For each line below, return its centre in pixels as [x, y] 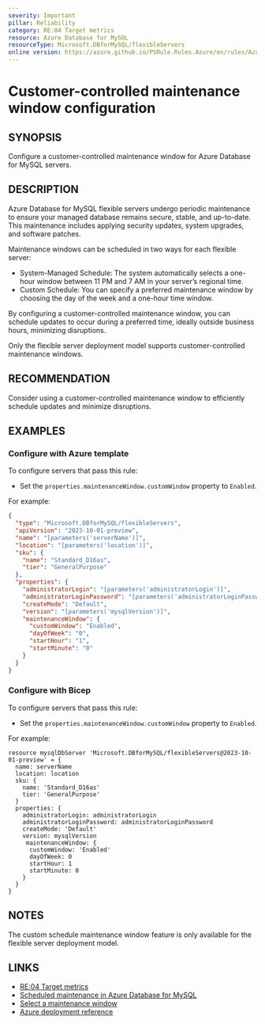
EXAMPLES [37, 431]
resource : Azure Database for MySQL [68, 38]
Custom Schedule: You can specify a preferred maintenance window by [136, 289]
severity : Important [42, 15]
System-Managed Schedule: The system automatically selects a [124, 273]
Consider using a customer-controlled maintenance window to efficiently [127, 398]
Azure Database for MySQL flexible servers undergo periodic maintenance [129, 208]
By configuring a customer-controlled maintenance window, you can [119, 313]
